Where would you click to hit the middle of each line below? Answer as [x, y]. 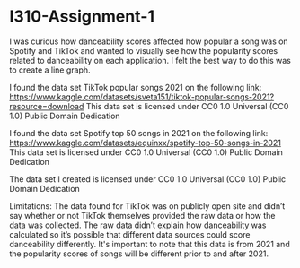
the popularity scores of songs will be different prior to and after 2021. [139, 254]
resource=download [47, 106]
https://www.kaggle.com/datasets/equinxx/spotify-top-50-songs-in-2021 [145, 143]
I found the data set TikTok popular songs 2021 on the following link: [136, 87]
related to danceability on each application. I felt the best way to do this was [150, 60]
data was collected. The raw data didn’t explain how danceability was [138, 225]
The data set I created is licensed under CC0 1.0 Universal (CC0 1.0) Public [148, 179]
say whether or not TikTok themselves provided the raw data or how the [142, 215]
